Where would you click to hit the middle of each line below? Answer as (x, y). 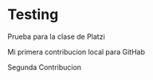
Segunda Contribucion (44, 67)
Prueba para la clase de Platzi (56, 36)
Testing (33, 15)
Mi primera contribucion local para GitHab (76, 51)
